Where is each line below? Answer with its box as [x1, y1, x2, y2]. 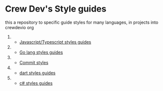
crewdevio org [5, 24, 34, 30]
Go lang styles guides [19, 49, 63, 55]
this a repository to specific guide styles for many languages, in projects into [5, 19, 159, 25]
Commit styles [19, 60, 49, 65]
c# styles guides [19, 80, 53, 86]
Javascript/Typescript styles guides [19, 39, 91, 45]
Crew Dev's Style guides [5, 3, 107, 15]
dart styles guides [19, 70, 56, 76]
